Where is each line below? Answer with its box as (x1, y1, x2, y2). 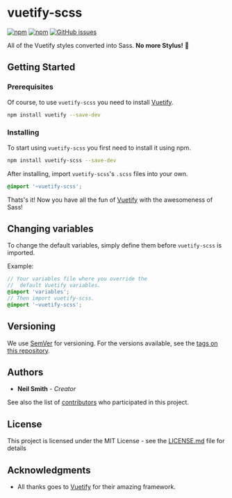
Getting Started (7, 61, 76, 74)
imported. (7, 248, 35, 257)
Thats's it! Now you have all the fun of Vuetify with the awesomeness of (7, 196, 213, 204)
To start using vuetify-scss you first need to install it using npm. (7, 144, 191, 152)
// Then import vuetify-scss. (7, 295, 95, 302)
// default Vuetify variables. (7, 282, 101, 289)
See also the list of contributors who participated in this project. (7, 398, 190, 406)
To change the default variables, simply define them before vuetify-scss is (7, 241, 222, 250)
